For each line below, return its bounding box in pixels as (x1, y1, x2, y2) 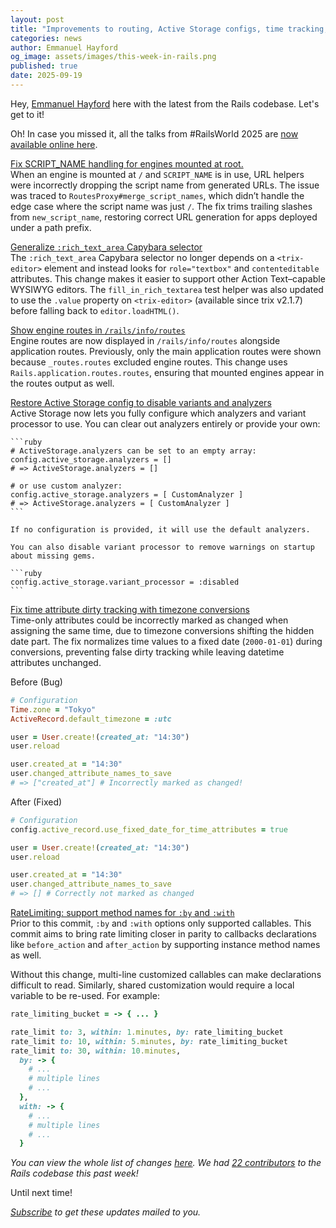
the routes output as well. (10, 377, 115, 389)
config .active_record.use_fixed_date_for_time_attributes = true (10, 824, 288, 835)
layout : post (10, 14, 65, 25)
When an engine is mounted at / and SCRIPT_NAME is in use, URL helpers (10, 168, 305, 180)
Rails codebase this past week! (10, 1167, 139, 1180)
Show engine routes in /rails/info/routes (10, 324, 186, 336)
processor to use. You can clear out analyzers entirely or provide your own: (10, 417, 321, 430)
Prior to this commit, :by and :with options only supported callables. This (10, 917, 312, 929)
